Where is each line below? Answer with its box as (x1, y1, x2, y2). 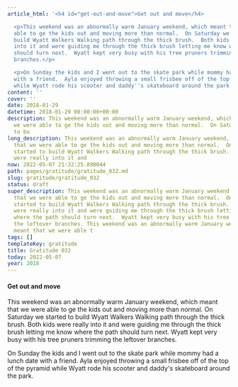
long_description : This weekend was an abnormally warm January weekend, (7, 135, 230, 142)
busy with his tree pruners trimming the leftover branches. (7, 335, 177, 344)
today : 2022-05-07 (7, 253, 62, 261)
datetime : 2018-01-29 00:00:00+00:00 (7, 108, 119, 116)
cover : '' (7, 95, 37, 103)
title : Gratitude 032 (7, 247, 72, 254)
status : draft (7, 181, 50, 188)
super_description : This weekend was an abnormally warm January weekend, (7, 187, 233, 195)
